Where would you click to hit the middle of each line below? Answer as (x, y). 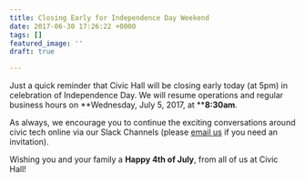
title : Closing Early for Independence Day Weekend (109, 18)
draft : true (32, 52)
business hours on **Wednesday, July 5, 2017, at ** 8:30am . (124, 105)
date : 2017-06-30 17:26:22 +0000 (73, 26)
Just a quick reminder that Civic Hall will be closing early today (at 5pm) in (149, 86)
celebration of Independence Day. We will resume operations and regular (147, 96)
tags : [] (26, 35)
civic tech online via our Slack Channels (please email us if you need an (144, 132)
